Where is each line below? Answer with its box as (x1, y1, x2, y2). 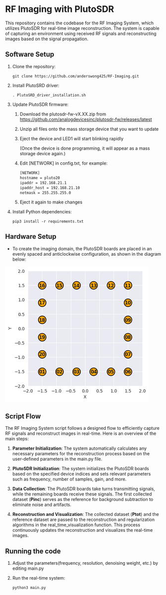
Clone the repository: (12, 63, 56, 69)
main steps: (5, 436, 29, 442)
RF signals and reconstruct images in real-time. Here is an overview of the (5, 430, 157, 436)
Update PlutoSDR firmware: (12, 101, 69, 107)
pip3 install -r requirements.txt (12, 219, 84, 224)
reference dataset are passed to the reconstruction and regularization (12, 516, 155, 523)
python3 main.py (12, 586, 46, 591)
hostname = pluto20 (19, 175, 60, 180)
